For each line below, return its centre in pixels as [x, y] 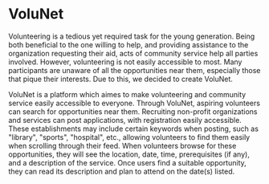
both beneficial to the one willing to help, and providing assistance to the [128, 44]
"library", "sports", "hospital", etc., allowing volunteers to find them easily [129, 137]
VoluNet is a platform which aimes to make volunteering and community [127, 94]
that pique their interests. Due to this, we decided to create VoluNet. [120, 79]
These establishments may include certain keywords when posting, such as [134, 129]
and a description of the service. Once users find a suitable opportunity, [127, 162]
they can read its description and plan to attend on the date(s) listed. [122, 171]
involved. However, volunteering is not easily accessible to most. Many [125, 62]
